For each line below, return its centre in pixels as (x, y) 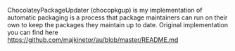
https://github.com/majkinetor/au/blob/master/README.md (93, 40)
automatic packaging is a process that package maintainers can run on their (118, 17)
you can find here (33, 32)
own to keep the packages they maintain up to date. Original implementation (118, 25)
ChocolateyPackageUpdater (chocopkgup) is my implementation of (105, 10)
